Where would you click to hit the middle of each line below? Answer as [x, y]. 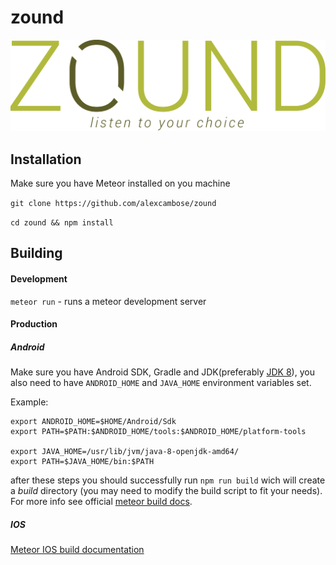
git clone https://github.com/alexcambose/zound [113, 203]
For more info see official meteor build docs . [101, 502]
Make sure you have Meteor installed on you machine [120, 183]
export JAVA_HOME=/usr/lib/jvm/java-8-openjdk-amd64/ [125, 452]
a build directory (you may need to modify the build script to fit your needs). [166, 491]
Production [34, 324]
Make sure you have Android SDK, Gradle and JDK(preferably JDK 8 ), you [162, 372]
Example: [29, 402]
